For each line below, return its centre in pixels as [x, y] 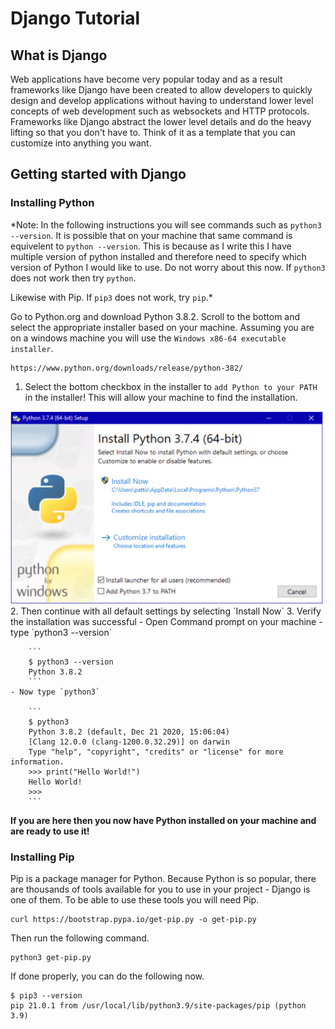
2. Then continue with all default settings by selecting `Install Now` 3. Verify [166, 611]
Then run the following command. [80, 938]
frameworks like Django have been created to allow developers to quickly [161, 90]
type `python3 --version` [61, 632]
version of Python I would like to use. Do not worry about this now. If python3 [168, 267]
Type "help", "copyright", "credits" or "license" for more [156, 752]
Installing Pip [42, 857]
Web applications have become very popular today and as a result [146, 79]
